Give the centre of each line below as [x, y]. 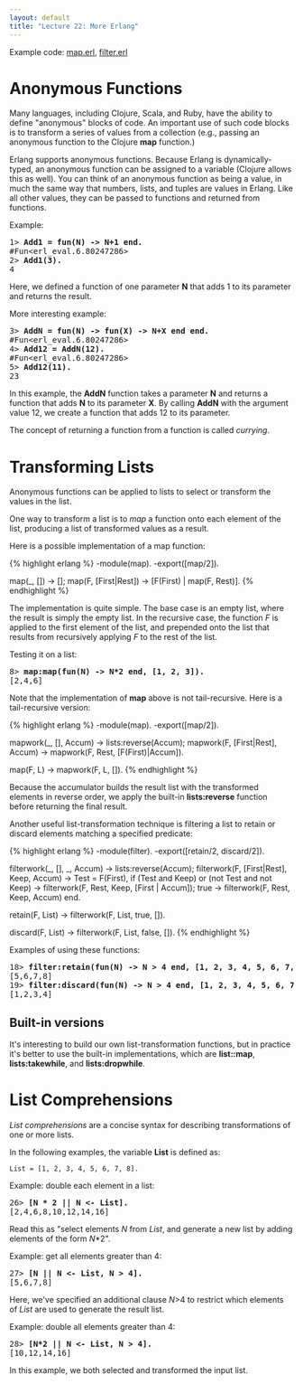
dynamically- [248, 160]
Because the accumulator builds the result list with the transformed [134, 787]
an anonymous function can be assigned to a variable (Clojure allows [163, 169]
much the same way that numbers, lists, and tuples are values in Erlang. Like [151, 188]
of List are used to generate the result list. [87, 1309]
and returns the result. [50, 297]
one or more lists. [42, 1135]
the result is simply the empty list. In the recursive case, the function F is [144, 618]
